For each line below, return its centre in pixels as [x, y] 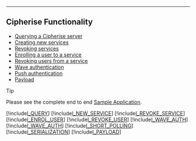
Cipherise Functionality [50, 22]
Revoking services [37, 48]
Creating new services [41, 42]
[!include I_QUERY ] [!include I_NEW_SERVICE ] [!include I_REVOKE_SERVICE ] [96, 113]
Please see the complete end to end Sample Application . [74, 102]
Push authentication [38, 73]
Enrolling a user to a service [48, 54]
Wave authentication [39, 67]
